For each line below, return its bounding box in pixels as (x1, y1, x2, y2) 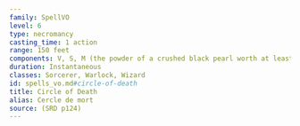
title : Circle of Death (9, 87, 98, 96)
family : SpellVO (9, 12, 70, 22)
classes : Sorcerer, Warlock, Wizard (9, 71, 146, 80)
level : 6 (9, 21, 42, 30)
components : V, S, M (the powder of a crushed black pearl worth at (9, 54, 270, 63)
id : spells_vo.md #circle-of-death (9, 79, 138, 88)
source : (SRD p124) (9, 104, 82, 113)
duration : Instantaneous (9, 63, 102, 72)
